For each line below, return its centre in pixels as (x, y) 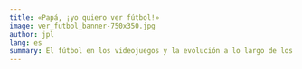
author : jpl (32, 34)
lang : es (26, 43)
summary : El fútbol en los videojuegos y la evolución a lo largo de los (151, 51)
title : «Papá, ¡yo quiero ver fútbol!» (85, 17)
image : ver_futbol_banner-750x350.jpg (82, 26)
